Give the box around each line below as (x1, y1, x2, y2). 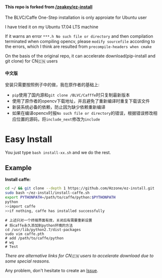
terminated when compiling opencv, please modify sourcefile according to (5, 39, 155, 45)
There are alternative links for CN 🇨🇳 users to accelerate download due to (5, 253, 154, 259)
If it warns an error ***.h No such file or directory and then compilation (5, 33, 153, 39)
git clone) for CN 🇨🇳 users (5, 58, 58, 64)
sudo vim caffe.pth (5, 232, 44, 237)
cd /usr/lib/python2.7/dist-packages (5, 228, 81, 232)
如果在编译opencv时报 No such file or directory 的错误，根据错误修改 (12, 110, 153, 116)
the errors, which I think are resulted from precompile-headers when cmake (5, 44, 152, 49)
